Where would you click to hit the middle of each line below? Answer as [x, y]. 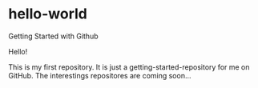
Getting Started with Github [53, 36]
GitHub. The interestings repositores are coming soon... [100, 75]
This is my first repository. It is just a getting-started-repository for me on [129, 67]
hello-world [48, 14]
